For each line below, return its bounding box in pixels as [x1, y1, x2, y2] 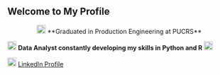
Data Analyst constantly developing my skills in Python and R [17, 43, 203, 52]
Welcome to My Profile [7, 6, 110, 18]
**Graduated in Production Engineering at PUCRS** [47, 27, 202, 35]
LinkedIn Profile [17, 59, 64, 68]
